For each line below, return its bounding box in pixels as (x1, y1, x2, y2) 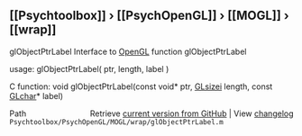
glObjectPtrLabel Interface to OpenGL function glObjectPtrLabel (9, 46, 247, 57)
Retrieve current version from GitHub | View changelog (89, 108, 294, 119)
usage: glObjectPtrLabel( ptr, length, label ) (9, 63, 169, 74)
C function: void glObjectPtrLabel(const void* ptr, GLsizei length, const (9, 81, 273, 92)
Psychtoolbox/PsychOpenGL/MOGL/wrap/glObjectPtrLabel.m (9, 117, 224, 126)
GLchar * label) (9, 90, 64, 101)
